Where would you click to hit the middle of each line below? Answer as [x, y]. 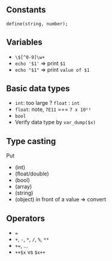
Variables [25, 42]
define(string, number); [37, 24]
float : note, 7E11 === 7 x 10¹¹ [53, 109]
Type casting [31, 141]
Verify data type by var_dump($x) [55, 122]
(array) [23, 187]
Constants [26, 10]
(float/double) [32, 174]
